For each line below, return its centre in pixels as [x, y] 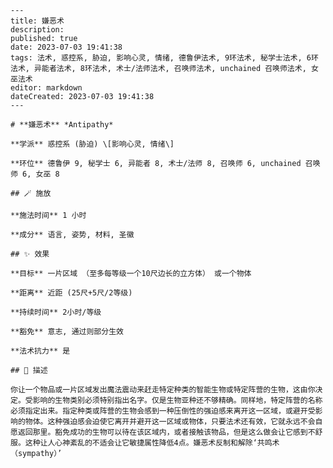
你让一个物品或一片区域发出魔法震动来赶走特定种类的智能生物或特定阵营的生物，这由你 [163, 390]
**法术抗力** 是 [40, 351]
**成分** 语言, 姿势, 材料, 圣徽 [72, 235]
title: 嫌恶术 [37, 21]
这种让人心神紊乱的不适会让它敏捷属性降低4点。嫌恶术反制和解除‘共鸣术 [152, 443]
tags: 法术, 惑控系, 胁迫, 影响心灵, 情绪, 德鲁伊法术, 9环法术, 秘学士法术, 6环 [164, 58]
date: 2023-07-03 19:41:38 [66, 47]
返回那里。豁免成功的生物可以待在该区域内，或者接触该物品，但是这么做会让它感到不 [166, 432]
